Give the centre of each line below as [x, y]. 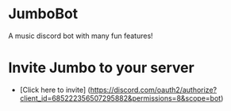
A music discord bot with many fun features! [81, 36]
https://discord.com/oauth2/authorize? [153, 90]
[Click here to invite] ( [55, 90]
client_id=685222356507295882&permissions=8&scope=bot [120, 98]
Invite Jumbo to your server [101, 68]
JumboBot [43, 14]
